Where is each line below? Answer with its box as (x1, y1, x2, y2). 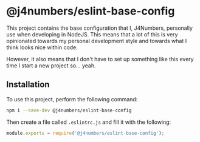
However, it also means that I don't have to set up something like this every (6, 55, 194, 63)
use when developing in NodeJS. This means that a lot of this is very (6, 30, 178, 38)
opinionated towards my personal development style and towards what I (6, 37, 187, 44)
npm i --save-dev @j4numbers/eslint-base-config (6, 107, 132, 113)
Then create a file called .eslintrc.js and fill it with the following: (6, 118, 171, 126)
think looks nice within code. (6, 44, 78, 51)
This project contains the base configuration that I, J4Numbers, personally (6, 24, 193, 32)
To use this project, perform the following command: (6, 95, 138, 103)
